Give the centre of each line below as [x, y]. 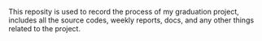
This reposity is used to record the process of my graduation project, [124, 12]
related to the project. [45, 29]
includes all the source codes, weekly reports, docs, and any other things [131, 20]
